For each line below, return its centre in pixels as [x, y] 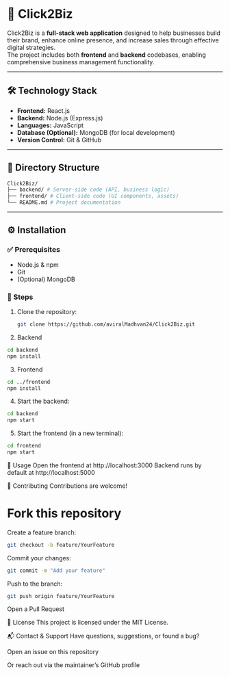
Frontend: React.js [43, 110]
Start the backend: [43, 401]
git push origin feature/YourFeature [61, 596]
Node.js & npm [38, 264]
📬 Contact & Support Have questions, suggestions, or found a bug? [103, 636]
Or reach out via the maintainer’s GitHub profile [74, 665]
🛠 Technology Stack [52, 91]
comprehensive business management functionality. [81, 62]
